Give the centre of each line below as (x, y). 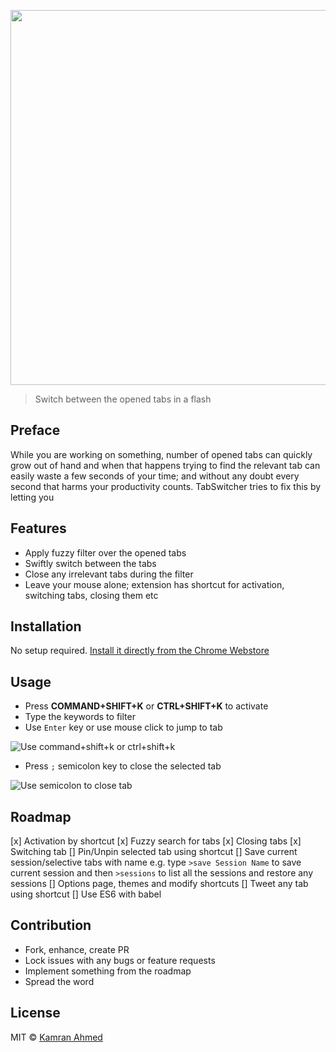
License (35, 1013)
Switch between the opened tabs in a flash (123, 399)
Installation (46, 626)
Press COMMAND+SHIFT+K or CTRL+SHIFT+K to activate (146, 706)
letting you (32, 497)
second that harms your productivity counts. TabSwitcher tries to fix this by (166, 486)
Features (38, 528)
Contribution (51, 925)
